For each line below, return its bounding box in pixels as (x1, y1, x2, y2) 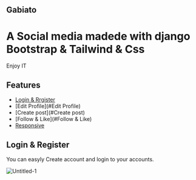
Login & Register (6, 139, 70, 150)
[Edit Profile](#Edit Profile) (15, 103, 81, 110)
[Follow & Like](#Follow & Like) (15, 116, 92, 123)
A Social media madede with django (6, 29, 191, 43)
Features (6, 80, 41, 90)
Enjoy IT (6, 62, 27, 69)
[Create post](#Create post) (15, 109, 85, 116)
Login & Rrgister (15, 96, 56, 103)
